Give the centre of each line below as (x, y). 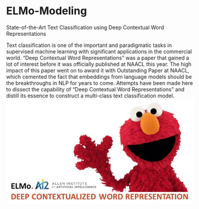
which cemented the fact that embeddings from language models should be (99, 77)
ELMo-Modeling (47, 11)
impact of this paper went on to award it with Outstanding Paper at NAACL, (98, 70)
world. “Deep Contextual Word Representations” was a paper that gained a (98, 58)
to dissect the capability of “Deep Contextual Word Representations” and (95, 89)
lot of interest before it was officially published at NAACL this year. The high (99, 64)
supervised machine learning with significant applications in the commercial (99, 51)
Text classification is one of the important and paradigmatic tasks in (89, 45)
